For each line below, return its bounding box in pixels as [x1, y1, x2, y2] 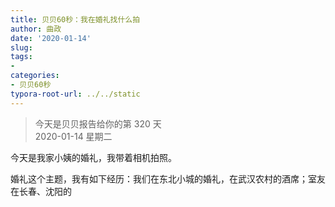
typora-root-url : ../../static [10, 89, 141, 99]
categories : [10, 71, 60, 81]
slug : [10, 42, 33, 53]
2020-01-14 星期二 [34, 130, 113, 142]
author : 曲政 [10, 24, 62, 34]
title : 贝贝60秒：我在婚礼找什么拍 [10, 14, 141, 25]
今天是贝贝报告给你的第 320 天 [34, 117, 162, 130]
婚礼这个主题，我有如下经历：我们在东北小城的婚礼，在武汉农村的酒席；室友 [10, 172, 326, 185]
